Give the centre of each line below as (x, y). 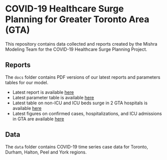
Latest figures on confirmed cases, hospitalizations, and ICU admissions (87, 113)
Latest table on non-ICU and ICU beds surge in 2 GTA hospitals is (80, 103)
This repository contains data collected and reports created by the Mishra (81, 44)
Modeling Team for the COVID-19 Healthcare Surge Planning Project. (76, 49)
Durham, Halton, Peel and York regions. (46, 152)
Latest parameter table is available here (53, 97)
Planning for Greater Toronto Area (77, 19)
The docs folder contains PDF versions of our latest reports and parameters (83, 77)
